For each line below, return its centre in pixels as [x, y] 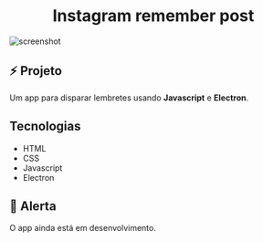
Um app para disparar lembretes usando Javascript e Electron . [129, 98]
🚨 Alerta [33, 206]
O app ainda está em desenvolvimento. [83, 228]
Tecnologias [45, 126]
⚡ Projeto [36, 71]
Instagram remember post [153, 16]
